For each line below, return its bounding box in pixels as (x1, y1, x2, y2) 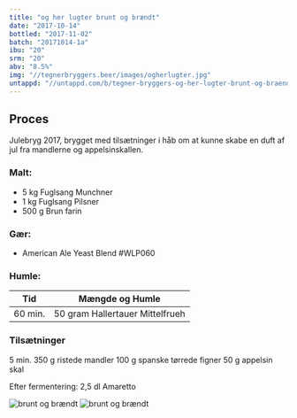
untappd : (9, 79, 42, 88)
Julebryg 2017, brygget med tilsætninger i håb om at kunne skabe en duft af (9, 135, 286, 146)
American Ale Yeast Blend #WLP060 (21, 248, 156, 259)
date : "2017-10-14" (9, 21, 81, 30)
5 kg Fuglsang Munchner (21, 187, 113, 197)
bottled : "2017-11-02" (9, 29, 93, 38)
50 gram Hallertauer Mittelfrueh (53, 307, 186, 320)
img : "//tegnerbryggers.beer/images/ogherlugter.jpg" (9, 71, 212, 80)
